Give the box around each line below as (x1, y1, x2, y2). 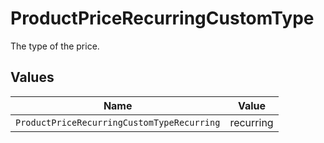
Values (10, 69, 55, 86)
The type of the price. (10, 40, 100, 52)
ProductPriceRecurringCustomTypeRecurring (15, 117, 221, 128)
